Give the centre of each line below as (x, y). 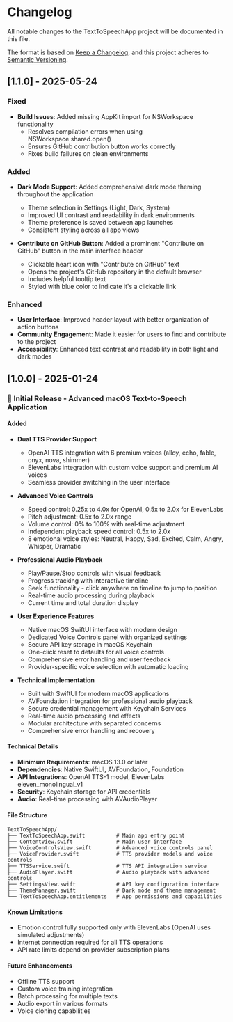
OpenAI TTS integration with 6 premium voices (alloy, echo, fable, (122, 453)
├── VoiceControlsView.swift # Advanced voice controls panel (110, 848)
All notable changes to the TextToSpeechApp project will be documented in (115, 31)
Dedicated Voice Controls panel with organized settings (107, 637)
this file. (18, 38)
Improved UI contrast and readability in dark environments (111, 215)
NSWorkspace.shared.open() (69, 139)
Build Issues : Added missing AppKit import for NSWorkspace (105, 116)
